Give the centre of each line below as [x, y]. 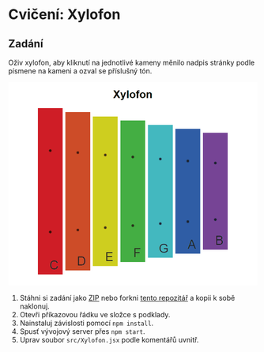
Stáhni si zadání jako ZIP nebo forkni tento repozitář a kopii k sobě [127, 298]
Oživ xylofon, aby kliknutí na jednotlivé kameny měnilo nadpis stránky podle [132, 62]
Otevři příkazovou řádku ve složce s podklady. [95, 315]
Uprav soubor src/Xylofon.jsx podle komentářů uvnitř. [109, 340]
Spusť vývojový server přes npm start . [82, 331]
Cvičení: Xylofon [64, 15]
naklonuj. [34, 306]
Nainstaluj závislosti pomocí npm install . [87, 323]
